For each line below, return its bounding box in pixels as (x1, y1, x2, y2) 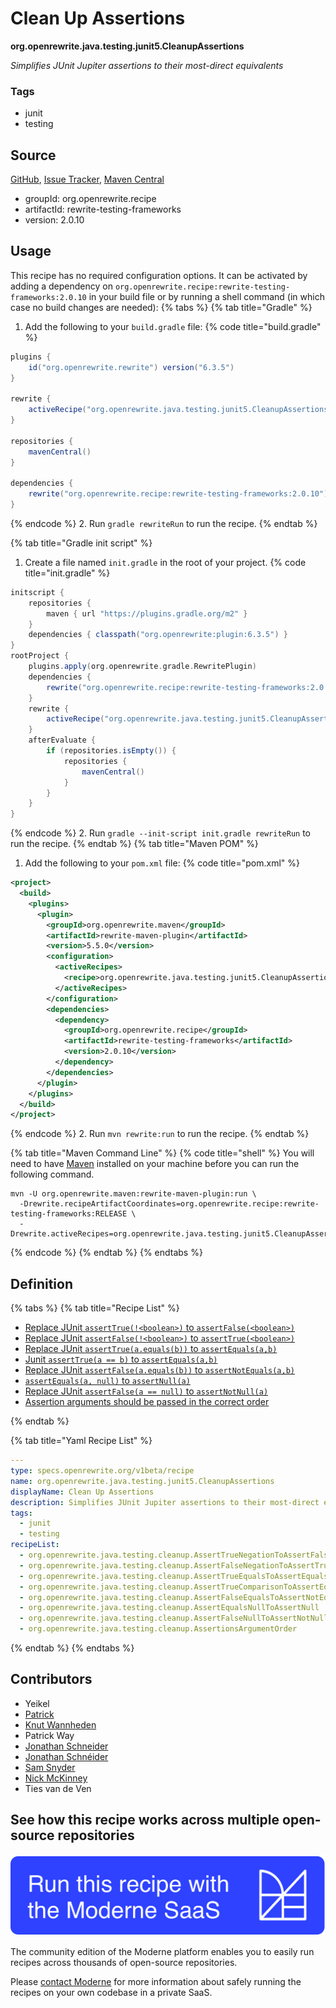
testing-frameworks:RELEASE (10, 1209, 128, 1219)
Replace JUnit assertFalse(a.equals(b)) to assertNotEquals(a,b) (24, 1364, 295, 1376)
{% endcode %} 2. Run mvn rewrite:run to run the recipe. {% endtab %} (10, 1128, 310, 1140)
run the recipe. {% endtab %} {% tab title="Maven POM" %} (10, 838, 259, 850)
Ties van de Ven (24, 1782, 92, 1794)
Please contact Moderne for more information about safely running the (10, 1976, 302, 1988)
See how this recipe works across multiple (10, 1812, 280, 1829)
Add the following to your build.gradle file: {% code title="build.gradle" (24, 320, 322, 332)
